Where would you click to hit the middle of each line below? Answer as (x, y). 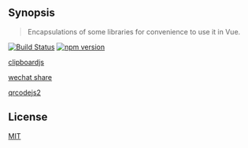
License (28, 117)
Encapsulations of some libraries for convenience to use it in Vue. (134, 31)
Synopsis (31, 13)
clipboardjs (26, 62)
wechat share (30, 77)
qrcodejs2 (25, 92)
